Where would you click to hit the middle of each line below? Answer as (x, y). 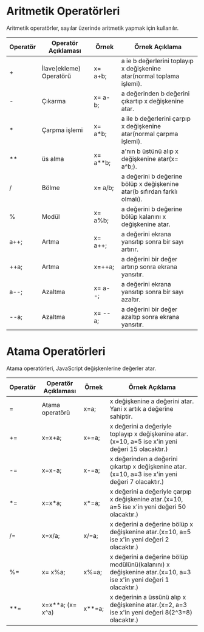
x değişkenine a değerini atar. (152, 401)
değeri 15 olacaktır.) (139, 449)
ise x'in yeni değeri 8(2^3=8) (151, 612)
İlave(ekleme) (61, 68)
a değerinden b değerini (155, 94)
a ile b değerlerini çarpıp (156, 118)
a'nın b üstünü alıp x (150, 151)
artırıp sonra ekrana (149, 267)
